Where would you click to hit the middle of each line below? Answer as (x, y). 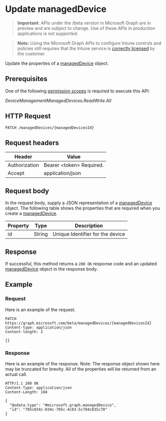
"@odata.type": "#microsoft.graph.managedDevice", (63, 405)
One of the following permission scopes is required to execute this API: (78, 91)
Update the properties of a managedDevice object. (57, 63)
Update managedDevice (56, 9)
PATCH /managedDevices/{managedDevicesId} (50, 128)
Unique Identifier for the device (89, 234)
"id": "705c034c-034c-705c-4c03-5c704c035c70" (58, 409)
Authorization (23, 165)
